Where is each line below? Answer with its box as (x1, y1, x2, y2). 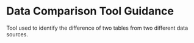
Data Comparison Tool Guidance (6, 4, 174, 18)
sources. (6, 30, 29, 38)
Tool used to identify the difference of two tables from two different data (6, 24, 188, 31)
